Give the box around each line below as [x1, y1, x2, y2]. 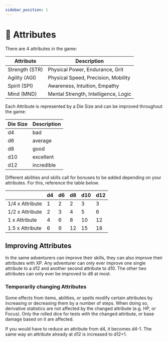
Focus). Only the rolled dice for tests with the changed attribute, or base [5, 310, 154, 316]
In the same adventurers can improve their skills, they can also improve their [5, 255, 163, 261]
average [32, 137, 52, 144]
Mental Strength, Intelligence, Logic [48, 90, 131, 97]
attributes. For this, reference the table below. [5, 180, 99, 186]
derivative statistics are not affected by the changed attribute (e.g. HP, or [5, 305, 156, 311]
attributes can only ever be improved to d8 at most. [5, 271, 111, 277]
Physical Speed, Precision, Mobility [48, 74, 130, 81]
